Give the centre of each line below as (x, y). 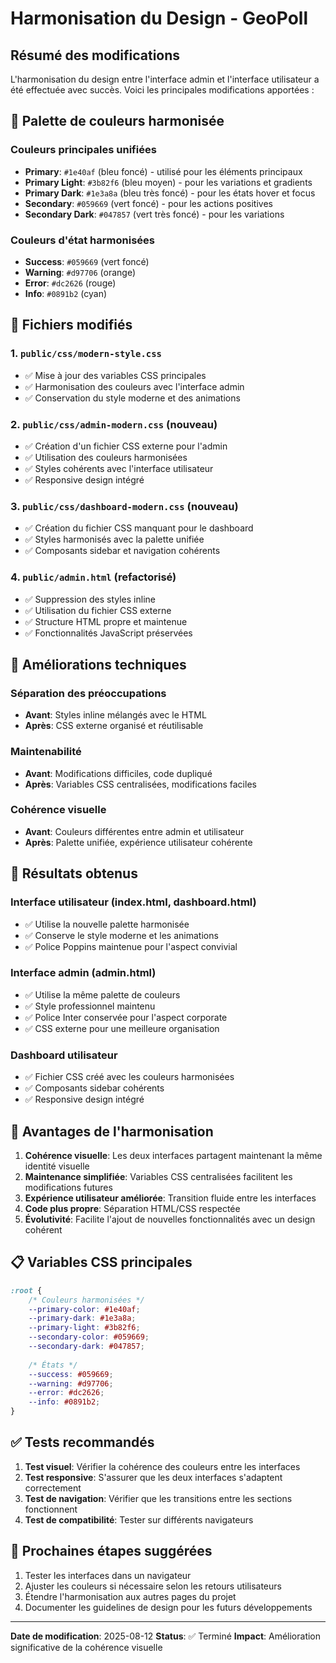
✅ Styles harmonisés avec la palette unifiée (114, 539)
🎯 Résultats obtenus (74, 873)
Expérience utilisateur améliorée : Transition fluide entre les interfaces (170, 1198)
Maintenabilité (46, 752)
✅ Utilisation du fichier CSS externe (98, 610)
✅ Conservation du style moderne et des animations (132, 398)
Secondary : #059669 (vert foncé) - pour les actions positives (148, 203)
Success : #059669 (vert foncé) (87, 261)
